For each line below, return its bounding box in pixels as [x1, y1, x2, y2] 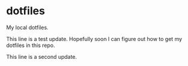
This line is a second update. [6, 53, 77, 60]
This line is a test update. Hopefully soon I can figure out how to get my [6, 35, 183, 42]
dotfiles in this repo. [6, 42, 56, 49]
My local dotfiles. [6, 24, 49, 31]
